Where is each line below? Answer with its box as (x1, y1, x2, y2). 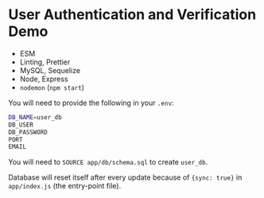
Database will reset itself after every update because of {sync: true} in (8, 173, 243, 182)
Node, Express (19, 74, 69, 83)
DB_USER (8, 121, 34, 129)
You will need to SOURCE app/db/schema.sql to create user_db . (8, 157, 208, 167)
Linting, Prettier (19, 57, 71, 67)
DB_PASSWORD (8, 128, 48, 136)
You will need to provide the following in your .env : (8, 98, 174, 107)
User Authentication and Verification (8, 6, 257, 24)
